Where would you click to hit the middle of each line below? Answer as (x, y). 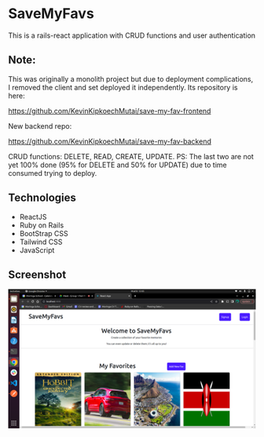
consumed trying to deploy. (53, 173)
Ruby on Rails (42, 225)
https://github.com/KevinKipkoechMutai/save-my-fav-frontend (110, 111)
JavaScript (37, 250)
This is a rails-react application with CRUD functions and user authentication (132, 35)
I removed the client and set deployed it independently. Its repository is (123, 87)
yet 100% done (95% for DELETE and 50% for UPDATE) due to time (117, 165)
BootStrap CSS (44, 233)
